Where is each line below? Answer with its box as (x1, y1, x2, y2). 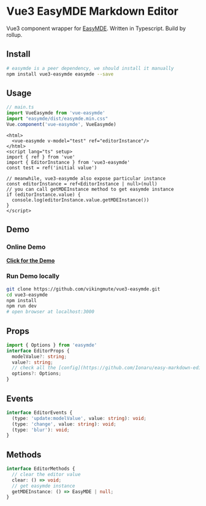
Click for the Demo (6, 257, 55, 264)
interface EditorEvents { (6, 410, 72, 416)
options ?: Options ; (12, 370, 62, 377)
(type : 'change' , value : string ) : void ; (12, 421, 116, 427)
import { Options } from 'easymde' (6, 342, 97, 348)
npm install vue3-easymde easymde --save (6, 71, 114, 77)
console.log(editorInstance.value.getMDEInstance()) (12, 197, 150, 203)
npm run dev (6, 303, 37, 309)
